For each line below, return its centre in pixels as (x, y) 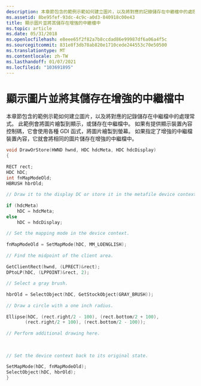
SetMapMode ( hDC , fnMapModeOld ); (46, 367)
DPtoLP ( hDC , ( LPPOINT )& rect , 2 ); (48, 272)
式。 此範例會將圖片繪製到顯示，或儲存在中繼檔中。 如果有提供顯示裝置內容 (99, 124)
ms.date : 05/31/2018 (32, 34)
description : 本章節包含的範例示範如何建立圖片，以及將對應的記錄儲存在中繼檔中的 (97, 12)
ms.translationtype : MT (36, 51)
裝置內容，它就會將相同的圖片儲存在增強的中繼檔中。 (72, 139)
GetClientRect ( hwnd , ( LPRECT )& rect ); (53, 266)
